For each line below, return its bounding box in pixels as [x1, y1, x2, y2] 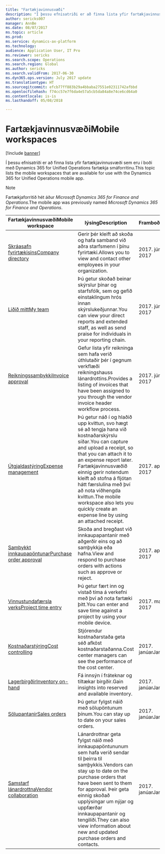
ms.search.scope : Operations [5, 57, 65, 62]
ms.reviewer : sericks [5, 52, 50, 58]
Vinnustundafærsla [8, 598, 52, 605]
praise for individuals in [78, 331, 132, 337]
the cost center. [78, 664, 114, 671]
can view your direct [78, 312, 125, 319]
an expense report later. [78, 456, 133, 463]
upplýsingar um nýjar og [78, 798, 134, 805]
